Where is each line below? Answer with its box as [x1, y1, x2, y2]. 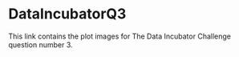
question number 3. [8, 39, 74, 49]
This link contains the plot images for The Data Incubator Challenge [8, 31, 231, 41]
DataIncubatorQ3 [8, 5, 127, 23]
